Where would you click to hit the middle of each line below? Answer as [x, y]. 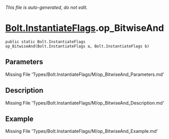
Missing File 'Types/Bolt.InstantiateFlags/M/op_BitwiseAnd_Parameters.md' [85, 74]
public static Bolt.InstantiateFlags [45, 42]
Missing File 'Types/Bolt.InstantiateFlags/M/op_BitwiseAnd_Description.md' [85, 103]
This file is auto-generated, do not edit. [46, 7]
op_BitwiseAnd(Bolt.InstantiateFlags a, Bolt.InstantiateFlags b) [77, 46]
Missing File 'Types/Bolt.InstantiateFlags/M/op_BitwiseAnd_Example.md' [82, 131]
